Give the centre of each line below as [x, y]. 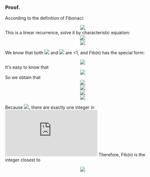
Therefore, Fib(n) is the [122, 155]
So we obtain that [23, 78]
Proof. [13, 7]
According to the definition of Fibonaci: [45, 18]
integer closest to [23, 160]
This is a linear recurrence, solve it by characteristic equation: [68, 33]
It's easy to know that [27, 67]
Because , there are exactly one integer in [50, 107]
